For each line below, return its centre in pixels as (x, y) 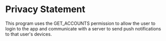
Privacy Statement (45, 9)
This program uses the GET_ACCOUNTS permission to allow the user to (80, 23)
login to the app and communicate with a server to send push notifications (83, 28)
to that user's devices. (29, 34)
